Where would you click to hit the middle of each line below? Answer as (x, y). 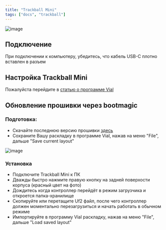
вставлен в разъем (25, 62)
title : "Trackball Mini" (31, 10)
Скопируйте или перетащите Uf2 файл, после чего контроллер (80, 201)
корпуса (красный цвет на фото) (47, 185)
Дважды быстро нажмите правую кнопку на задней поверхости (81, 180)
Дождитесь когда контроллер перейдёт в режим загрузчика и (79, 190)
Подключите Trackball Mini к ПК (46, 174)
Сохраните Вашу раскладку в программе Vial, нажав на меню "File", (85, 135)
